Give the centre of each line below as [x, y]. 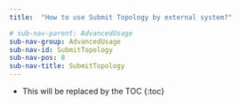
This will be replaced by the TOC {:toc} [93, 91]
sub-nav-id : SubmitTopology [61, 49]
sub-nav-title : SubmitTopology [67, 66]
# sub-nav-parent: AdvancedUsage [71, 33]
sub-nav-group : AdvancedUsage [65, 41]
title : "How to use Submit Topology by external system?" [121, 17]
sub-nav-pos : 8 [37, 58]
